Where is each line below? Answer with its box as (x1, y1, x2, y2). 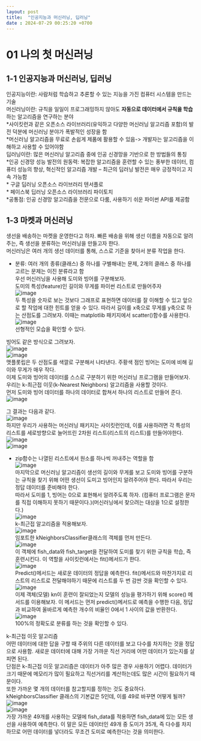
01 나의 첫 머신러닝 (6, 48, 94, 61)
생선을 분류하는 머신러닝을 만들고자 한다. (25, 240, 120, 247)
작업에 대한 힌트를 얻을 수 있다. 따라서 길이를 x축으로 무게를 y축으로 (28, 304, 185, 312)
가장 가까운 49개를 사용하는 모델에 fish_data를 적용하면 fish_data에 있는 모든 (6, 713, 187, 721)
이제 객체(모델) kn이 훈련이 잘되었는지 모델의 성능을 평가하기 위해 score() (14, 591, 187, 598)
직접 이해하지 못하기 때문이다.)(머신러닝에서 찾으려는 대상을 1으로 (21, 499, 173, 506)
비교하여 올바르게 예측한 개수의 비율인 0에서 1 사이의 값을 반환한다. (21, 606, 178, 613)
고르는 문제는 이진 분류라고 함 (14, 268, 84, 275)
